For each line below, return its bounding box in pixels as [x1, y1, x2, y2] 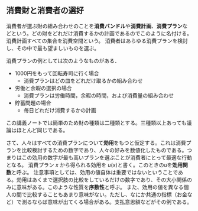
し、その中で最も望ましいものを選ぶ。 [6, 44, 99, 51]
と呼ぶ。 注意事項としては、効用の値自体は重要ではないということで [11, 168, 178, 176]
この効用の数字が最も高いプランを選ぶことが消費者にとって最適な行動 [21, 154, 192, 161]
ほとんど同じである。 [16, 126, 69, 134]
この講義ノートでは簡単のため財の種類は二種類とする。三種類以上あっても [6, 119, 187, 126]
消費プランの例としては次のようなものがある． [6, 57, 120, 64]
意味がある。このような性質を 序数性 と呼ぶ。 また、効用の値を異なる [16, 183, 184, 190]
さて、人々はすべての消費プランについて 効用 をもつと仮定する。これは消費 [6, 139, 186, 146]
